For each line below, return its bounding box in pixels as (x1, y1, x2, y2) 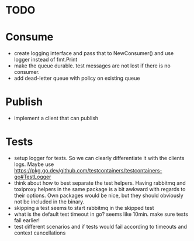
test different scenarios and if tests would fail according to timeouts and (13, 223, 188, 230)
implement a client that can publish (13, 115, 99, 122)
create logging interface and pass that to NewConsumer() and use (13, 50, 174, 57)
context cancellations (13, 229, 66, 236)
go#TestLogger (13, 174, 51, 180)
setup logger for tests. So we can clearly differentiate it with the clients (13, 155, 185, 161)
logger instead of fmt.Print (13, 56, 78, 63)
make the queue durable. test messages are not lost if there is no (13, 62, 171, 69)
